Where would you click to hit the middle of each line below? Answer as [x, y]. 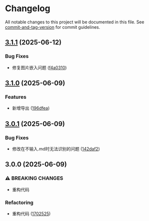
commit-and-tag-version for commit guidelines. [53, 27]
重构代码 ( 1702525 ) [31, 213]
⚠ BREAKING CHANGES [34, 178]
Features [16, 97]
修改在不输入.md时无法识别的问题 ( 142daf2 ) [56, 149]
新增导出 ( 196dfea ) [31, 108]
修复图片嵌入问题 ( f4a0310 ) [39, 67]
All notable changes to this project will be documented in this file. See [75, 22]
